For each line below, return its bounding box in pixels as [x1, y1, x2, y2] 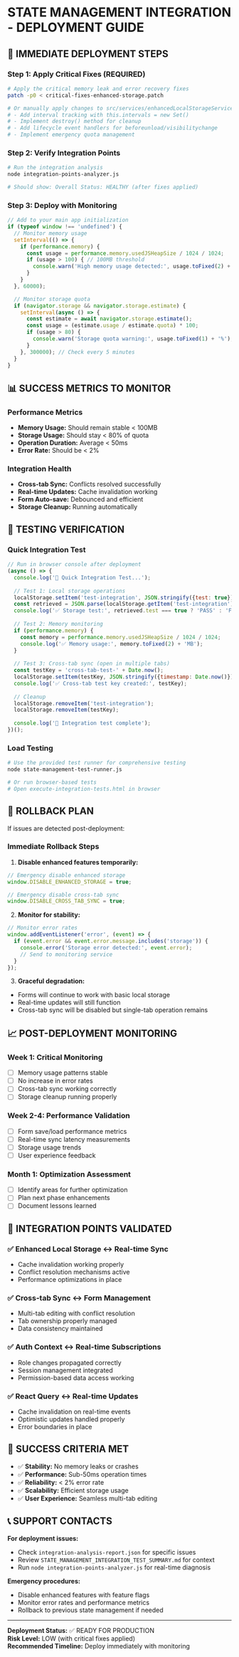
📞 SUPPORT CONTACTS [7, 1515, 112, 1527]
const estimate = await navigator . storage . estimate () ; [26, 315, 193, 322]
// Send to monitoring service [20, 951, 113, 958]
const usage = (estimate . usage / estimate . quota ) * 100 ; [26, 322, 199, 330]
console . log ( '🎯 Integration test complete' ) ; [14, 720, 152, 727]
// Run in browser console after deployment [7, 561, 142, 568]
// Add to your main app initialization [7, 216, 129, 224]
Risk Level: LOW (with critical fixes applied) [7, 1634, 135, 1643]
